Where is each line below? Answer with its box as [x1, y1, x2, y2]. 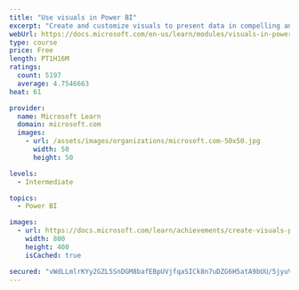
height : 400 [25, 242, 69, 252]
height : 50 [32, 153, 74, 162]
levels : [9, 169, 38, 178]
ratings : [9, 63, 42, 72]
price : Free [9, 46, 53, 55]
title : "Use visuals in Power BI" [9, 12, 138, 22]
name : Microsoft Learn [17, 112, 101, 121]
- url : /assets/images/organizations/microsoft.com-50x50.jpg [25, 137, 261, 146]
